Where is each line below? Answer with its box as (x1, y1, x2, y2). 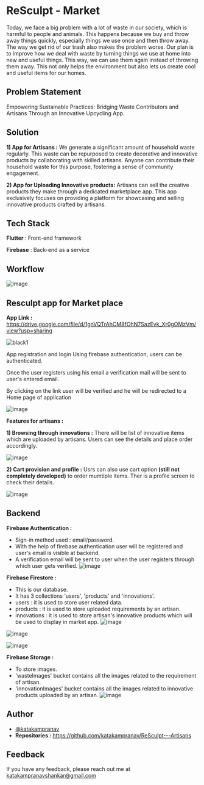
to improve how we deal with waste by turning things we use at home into (6, 49, 191, 57)
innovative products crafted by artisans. (6, 201, 107, 208)
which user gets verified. (15, 562, 78, 569)
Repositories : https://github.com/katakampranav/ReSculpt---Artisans (15, 731, 192, 739)
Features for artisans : (6, 417, 64, 425)
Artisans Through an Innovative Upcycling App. (6, 109, 125, 116)
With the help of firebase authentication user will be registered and (15, 542, 183, 550)
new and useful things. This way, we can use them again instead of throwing (6, 56, 199, 63)
